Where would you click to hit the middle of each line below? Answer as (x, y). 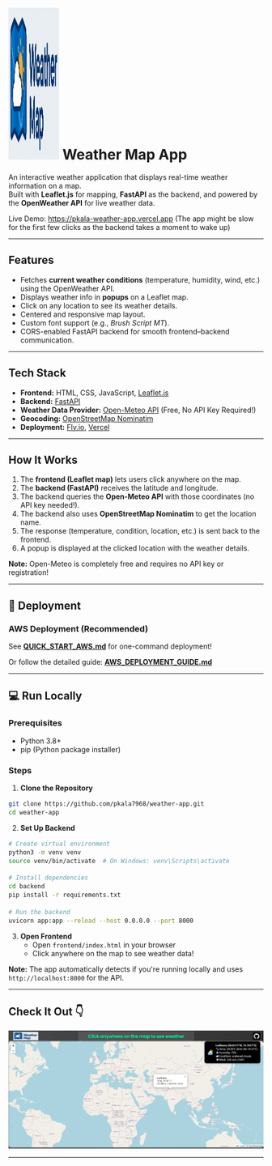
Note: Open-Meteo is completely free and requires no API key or (116, 564)
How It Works (43, 460)
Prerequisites (35, 723)
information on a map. (45, 185)
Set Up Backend (47, 828)
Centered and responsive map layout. (83, 314)
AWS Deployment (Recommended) (78, 628)
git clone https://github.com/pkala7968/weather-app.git (106, 804)
